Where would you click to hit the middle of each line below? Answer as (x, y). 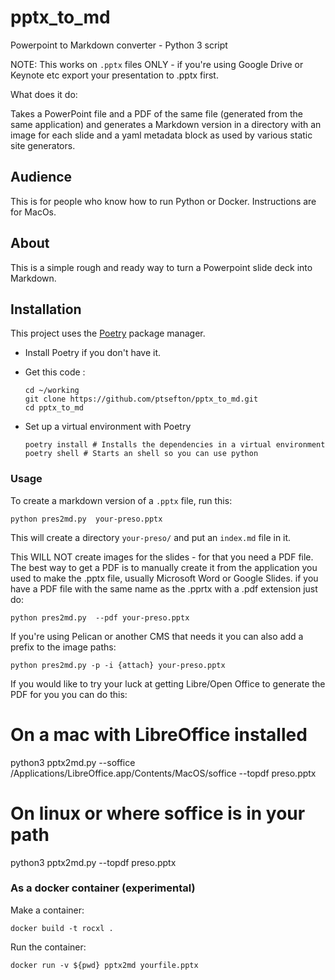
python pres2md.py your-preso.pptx (86, 519)
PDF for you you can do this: (69, 694)
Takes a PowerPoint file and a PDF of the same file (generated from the (156, 113)
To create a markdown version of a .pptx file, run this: (121, 500)
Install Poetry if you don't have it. (93, 353)
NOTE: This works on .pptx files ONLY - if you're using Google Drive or (157, 64)
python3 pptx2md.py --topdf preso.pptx (93, 862)
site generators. (43, 145)
